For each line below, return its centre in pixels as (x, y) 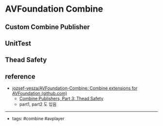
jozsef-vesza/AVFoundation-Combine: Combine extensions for (75, 88)
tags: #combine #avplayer (38, 119)
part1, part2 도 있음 (38, 104)
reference (20, 76)
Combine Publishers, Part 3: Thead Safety (61, 99)
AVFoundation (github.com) (40, 93)
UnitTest (18, 43)
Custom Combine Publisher (48, 27)
